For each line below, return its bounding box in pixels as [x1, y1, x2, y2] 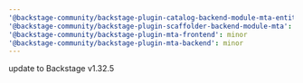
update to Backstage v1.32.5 [8, 63, 115, 74]
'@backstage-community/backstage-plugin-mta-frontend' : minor [8, 30, 248, 39]
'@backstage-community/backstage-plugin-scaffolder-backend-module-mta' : [8, 22, 293, 31]
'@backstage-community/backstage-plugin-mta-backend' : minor [8, 38, 244, 48]
